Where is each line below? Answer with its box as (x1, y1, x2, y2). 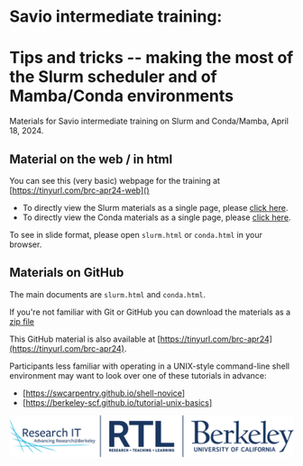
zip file (9, 315, 34, 326)
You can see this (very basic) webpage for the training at (9, 175, 221, 186)
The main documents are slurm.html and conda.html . (9, 288, 206, 299)
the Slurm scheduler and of (9, 67, 218, 87)
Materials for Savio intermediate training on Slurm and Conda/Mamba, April (9, 115, 289, 127)
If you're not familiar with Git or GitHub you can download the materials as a (9, 306, 291, 317)
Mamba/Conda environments (9, 86, 234, 106)
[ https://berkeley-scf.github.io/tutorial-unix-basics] (22, 397, 213, 407)
